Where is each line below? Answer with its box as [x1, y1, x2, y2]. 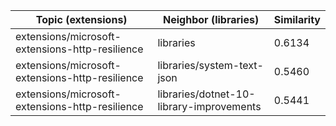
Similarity [273, 13, 321, 26]
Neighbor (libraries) [163, 13, 260, 26]
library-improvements [157, 100, 262, 113]
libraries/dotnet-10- [157, 87, 256, 101]
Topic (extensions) [35, 13, 128, 26]
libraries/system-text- [157, 59, 264, 72]
